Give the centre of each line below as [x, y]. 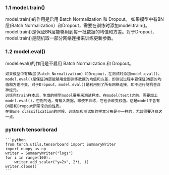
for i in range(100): [28, 158]
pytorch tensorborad [31, 129]
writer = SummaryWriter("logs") [39, 153]
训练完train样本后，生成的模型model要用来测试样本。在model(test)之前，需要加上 [81, 95]
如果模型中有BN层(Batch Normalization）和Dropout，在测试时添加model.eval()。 [83, 74]
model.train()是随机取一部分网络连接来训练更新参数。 [61, 38]
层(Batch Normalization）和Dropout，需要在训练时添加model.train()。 [78, 26]
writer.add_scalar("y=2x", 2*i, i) [52, 162]
